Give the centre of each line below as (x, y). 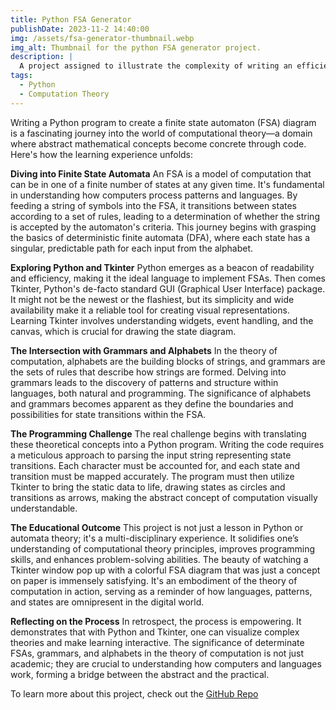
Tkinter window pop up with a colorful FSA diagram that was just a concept (165, 570)
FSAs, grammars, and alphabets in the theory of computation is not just (157, 653)
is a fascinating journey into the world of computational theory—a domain (161, 133)
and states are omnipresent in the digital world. (107, 602)
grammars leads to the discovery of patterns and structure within (144, 382)
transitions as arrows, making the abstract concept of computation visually (164, 497)
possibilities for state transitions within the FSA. (108, 414)
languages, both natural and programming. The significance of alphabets (161, 393)
